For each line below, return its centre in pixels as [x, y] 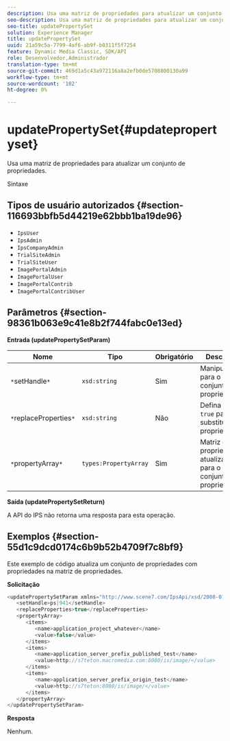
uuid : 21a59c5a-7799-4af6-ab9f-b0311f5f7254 [72, 45]
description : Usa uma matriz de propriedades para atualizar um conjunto [115, 13]
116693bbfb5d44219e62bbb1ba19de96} [95, 216]
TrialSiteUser [37, 262]
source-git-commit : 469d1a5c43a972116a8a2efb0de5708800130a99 [98, 71]
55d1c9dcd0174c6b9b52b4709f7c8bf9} [95, 547]
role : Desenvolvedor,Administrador [58, 58]
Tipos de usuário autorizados [71, 205]
